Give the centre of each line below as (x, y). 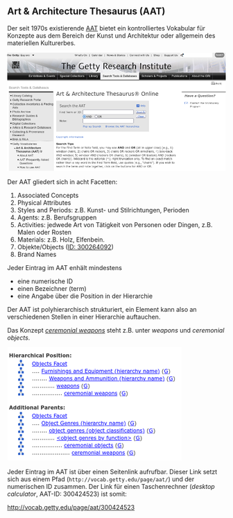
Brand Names (37, 254)
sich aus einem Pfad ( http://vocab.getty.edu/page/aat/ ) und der (101, 479)
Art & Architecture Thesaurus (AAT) (86, 11)
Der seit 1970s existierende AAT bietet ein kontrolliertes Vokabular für (106, 28)
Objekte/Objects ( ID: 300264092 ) (66, 247)
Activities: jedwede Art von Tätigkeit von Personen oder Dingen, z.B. (115, 225)
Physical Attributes (44, 203)
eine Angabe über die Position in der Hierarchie (85, 296)
